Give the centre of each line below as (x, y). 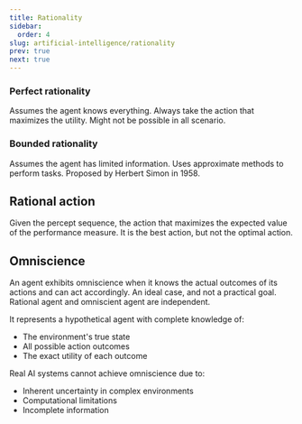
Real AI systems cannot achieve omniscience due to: (107, 373)
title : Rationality (46, 18)
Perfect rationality (50, 91)
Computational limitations (69, 401)
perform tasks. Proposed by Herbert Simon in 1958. (105, 173)
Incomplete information (66, 410)
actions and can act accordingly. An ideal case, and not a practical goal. (143, 292)
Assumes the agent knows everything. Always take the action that (132, 111)
